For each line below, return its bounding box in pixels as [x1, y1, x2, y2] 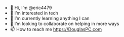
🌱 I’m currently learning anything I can [10, 15, 90, 21]
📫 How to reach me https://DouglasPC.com [10, 26, 102, 32]
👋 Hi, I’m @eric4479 [10, 5, 52, 10]
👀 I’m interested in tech [10, 10, 58, 16]
